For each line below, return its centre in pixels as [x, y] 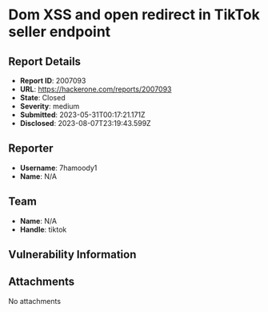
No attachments [35, 301]
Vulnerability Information [72, 255]
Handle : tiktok [43, 229]
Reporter [31, 149]
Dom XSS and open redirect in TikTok [134, 15]
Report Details [45, 61]
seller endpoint [60, 32]
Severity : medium [50, 106]
